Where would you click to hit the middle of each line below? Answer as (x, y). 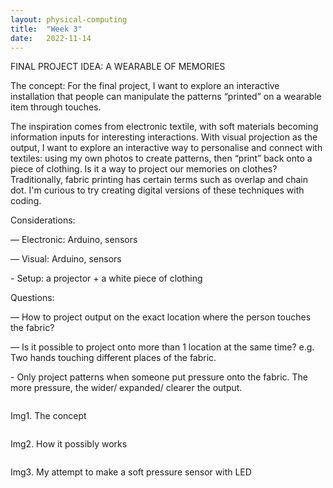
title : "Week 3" (46, 29)
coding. (26, 201)
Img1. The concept (48, 416)
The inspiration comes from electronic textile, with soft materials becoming (164, 127)
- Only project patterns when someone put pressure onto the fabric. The (159, 377)
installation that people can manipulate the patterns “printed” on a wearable (166, 97)
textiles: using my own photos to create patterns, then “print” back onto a (161, 158)
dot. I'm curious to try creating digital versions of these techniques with (157, 190)
